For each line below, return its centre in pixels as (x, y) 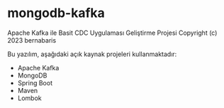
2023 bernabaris (32, 40)
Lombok (30, 98)
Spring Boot (35, 82)
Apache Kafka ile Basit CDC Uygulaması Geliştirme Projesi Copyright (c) (112, 33)
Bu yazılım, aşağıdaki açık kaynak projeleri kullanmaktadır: (92, 54)
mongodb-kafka (56, 13)
